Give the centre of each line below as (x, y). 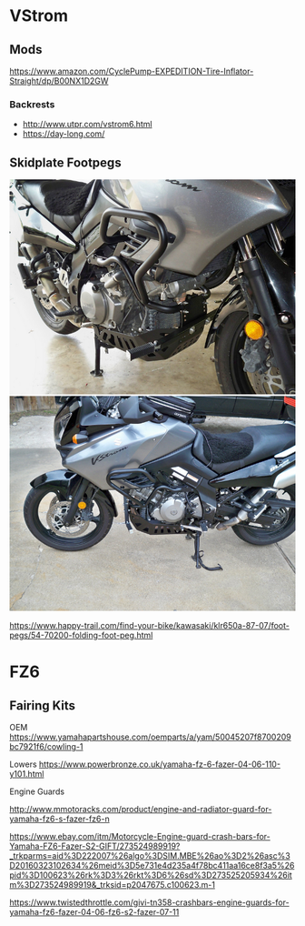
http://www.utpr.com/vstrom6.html (87, 125)
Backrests (32, 104)
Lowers (24, 764)
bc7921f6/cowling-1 (46, 747)
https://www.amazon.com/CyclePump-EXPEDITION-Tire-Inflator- (132, 71)
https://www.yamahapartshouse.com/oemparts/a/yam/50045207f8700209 (151, 737)
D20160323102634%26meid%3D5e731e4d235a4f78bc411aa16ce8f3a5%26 (152, 866)
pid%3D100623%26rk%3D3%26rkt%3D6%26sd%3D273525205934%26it (151, 875)
